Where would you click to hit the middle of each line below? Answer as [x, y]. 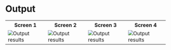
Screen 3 [106, 25]
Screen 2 [65, 25]
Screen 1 [25, 25]
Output [20, 9]
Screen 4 [146, 25]
